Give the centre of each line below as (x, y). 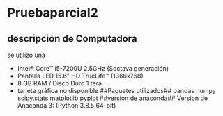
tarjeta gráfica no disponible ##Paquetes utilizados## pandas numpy (116, 91)
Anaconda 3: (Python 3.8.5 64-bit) (67, 105)
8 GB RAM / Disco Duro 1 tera (60, 83)
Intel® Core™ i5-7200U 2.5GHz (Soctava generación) (93, 68)
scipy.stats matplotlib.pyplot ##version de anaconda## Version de (112, 98)
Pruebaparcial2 (53, 13)
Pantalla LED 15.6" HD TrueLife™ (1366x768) (80, 76)
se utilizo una (26, 55)
